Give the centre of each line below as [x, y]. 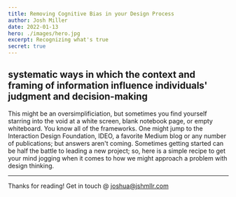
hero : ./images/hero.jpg [44, 33]
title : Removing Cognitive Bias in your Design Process [91, 14]
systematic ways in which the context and [102, 75]
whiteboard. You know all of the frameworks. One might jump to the [105, 128]
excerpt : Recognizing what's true [58, 40]
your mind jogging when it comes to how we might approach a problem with [118, 158]
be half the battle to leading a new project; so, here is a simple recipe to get [117, 151]
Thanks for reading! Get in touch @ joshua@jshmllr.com [88, 186]
